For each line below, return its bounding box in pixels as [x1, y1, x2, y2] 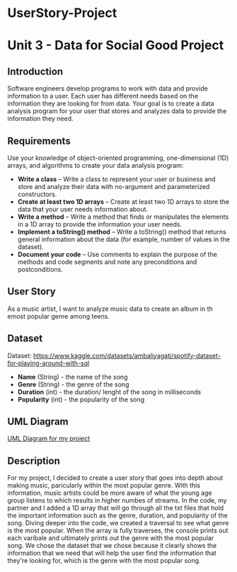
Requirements [7, 135, 71, 147]
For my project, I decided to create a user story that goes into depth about [7, 474, 224, 482]
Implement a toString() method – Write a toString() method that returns [17, 228, 226, 236]
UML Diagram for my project [7, 434, 91, 443]
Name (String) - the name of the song [17, 372, 128, 381]
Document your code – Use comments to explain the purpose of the [17, 250, 218, 258]
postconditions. [17, 265, 64, 273]
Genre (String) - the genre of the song [17, 380, 129, 389]
